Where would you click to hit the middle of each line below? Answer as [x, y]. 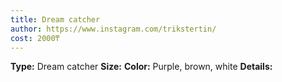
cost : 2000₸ [35, 38]
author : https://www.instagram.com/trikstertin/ [113, 29]
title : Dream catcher [55, 19]
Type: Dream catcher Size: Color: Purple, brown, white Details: [141, 67]
